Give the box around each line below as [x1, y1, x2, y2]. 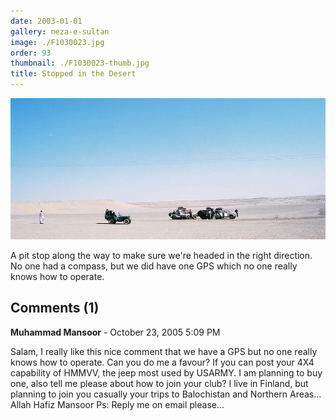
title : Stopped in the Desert [10, 69, 137, 79]
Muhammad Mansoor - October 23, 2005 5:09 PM [10, 326, 221, 338]
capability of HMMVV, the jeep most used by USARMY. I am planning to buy [10, 366, 323, 379]
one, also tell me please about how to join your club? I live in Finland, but [10, 377, 309, 389]
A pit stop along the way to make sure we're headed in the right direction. [10, 249, 313, 261]
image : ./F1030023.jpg [10, 37, 105, 47]
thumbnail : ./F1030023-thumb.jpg [10, 58, 150, 69]
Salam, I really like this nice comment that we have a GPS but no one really [10, 345, 318, 357]
